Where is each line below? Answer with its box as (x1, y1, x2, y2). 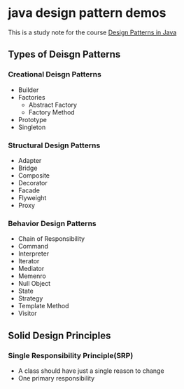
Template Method (17, 302, 69, 310)
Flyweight (17, 193, 47, 202)
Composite (17, 171, 50, 180)
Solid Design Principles (8, 329, 111, 341)
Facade (17, 186, 41, 194)
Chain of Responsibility (17, 235, 85, 243)
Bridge (17, 164, 38, 172)
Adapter (17, 156, 42, 164)
